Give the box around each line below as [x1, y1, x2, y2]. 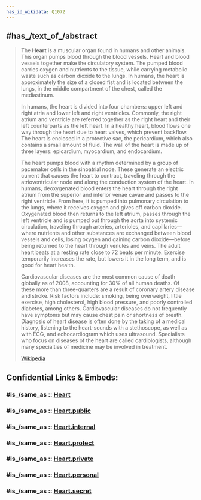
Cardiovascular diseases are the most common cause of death [20, 273, 176, 280]
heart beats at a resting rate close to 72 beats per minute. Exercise [20, 248, 185, 256]
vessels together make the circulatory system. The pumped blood [20, 59, 184, 67]
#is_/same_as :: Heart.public [6, 406, 92, 415]
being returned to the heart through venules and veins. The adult [20, 242, 181, 250]
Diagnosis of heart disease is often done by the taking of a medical [20, 318, 186, 325]
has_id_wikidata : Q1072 [6, 8, 66, 15]
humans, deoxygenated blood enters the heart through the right [20, 185, 178, 192]
